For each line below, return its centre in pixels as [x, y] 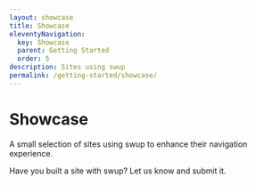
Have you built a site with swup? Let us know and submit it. [118, 171]
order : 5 [33, 59]
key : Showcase [43, 42]
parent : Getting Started [63, 51]
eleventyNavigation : [48, 34]
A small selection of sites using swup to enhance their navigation [128, 144]
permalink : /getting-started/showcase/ [83, 76]
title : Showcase [39, 26]
